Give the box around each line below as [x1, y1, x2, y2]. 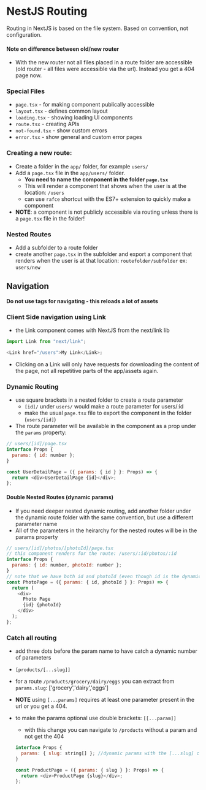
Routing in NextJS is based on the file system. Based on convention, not [6, 24, 189, 32]
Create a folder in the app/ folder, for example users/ [15, 162, 148, 170]
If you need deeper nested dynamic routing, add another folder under [15, 507, 191, 514]
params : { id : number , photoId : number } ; [12, 562, 122, 568]
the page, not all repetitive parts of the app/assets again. [15, 367, 159, 374]
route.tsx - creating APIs [15, 121, 80, 128]
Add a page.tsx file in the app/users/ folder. [15, 169, 126, 176]
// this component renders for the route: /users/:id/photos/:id [6, 551, 177, 557]
